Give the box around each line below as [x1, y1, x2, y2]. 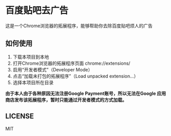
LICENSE [5, 112, 34, 121]
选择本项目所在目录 [12, 79, 54, 85]
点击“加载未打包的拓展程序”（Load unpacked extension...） [12, 73, 139, 79]
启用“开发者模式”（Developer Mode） [12, 66, 93, 72]
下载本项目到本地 [12, 53, 49, 60]
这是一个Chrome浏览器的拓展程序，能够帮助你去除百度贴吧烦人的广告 [5, 23, 153, 29]
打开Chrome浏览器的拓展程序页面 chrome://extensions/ [12, 60, 130, 66]
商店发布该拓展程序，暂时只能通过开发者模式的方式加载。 [5, 96, 127, 103]
